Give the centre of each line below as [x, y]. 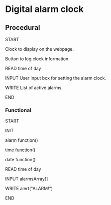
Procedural [23, 28]
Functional [18, 110]
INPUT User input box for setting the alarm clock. [55, 78]
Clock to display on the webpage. [40, 49]
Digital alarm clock [44, 9]
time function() [20, 150]
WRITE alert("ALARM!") [29, 189]
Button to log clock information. [37, 59]
